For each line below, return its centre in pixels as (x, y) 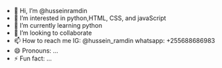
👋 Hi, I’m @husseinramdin (51, 11)
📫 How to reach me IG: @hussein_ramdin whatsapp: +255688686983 (114, 41)
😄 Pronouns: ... (36, 51)
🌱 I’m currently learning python (58, 25)
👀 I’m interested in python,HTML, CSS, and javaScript (90, 18)
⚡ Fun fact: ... (33, 58)
